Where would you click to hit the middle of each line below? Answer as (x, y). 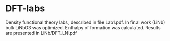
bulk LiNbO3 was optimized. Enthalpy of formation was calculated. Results (83, 27)
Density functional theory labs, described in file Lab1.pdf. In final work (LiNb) (85, 22)
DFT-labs (25, 9)
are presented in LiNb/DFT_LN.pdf (41, 33)
